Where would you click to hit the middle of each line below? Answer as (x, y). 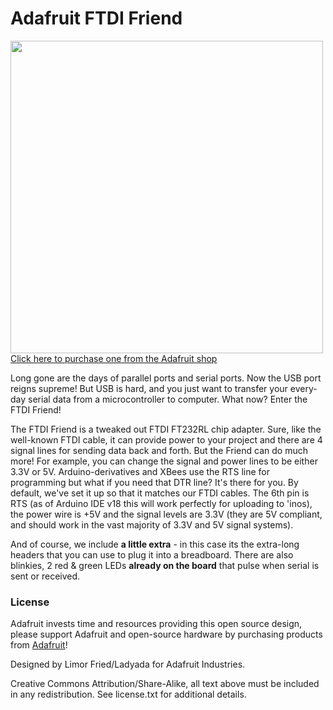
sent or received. (45, 576)
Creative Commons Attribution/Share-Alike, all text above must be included (165, 684)
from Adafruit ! (39, 645)
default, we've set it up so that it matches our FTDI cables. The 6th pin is (160, 493)
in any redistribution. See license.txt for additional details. (128, 694)
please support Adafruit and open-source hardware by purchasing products (166, 634)
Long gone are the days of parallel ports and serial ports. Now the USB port (166, 378)
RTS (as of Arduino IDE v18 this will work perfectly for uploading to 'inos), (161, 503)
